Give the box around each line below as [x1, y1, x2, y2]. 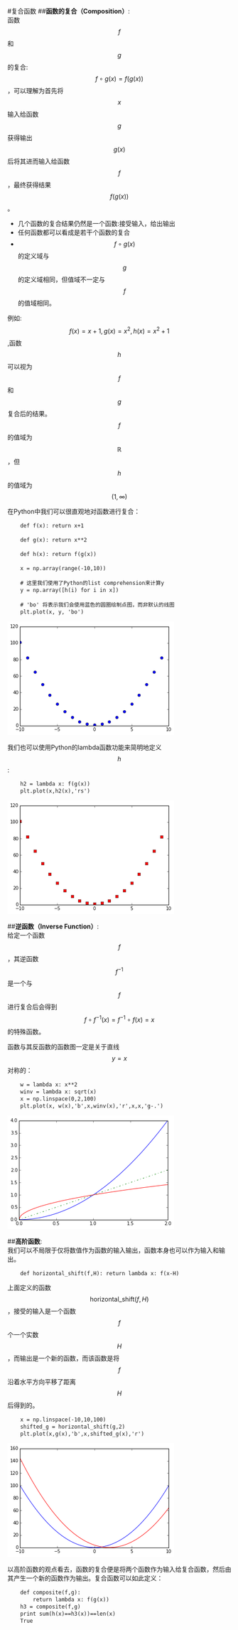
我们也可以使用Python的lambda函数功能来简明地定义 [7, 743, 162, 751]
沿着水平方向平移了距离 [7, 1377, 76, 1385]
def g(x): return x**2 [20, 536, 87, 543]
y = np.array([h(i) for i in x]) [20, 586, 119, 594]
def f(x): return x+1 [20, 522, 84, 529]
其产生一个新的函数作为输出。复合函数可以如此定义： [7, 1574, 163, 1582]
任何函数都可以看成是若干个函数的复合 [17, 228, 130, 237]
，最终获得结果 [7, 181, 51, 189]
